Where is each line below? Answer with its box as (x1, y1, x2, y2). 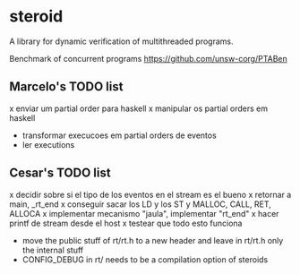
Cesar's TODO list (9, 166, 111, 181)
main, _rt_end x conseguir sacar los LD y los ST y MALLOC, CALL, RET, (9, 199, 271, 210)
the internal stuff (21, 244, 84, 255)
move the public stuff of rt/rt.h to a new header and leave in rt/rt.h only (21, 235, 284, 245)
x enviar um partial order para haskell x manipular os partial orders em (9, 103, 269, 114)
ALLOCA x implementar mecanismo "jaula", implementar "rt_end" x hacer (9, 208, 279, 218)
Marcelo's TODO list (9, 79, 124, 95)
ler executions (21, 139, 75, 150)
